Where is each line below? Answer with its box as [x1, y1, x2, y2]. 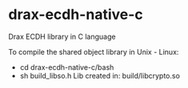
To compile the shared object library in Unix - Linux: [8, 47, 179, 56]
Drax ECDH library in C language [8, 32, 116, 41]
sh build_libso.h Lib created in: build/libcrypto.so [19, 71, 180, 80]
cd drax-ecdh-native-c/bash [19, 62, 114, 72]
